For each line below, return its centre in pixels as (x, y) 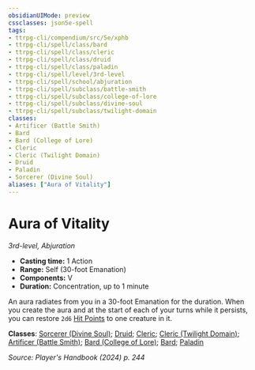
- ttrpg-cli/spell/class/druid (60, 60)
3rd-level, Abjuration (42, 245)
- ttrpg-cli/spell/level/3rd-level (67, 74)
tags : (17, 30)
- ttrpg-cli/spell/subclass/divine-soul (76, 104)
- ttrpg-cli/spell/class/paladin (63, 67)
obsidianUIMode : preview (49, 15)
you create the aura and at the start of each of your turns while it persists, (128, 310)
